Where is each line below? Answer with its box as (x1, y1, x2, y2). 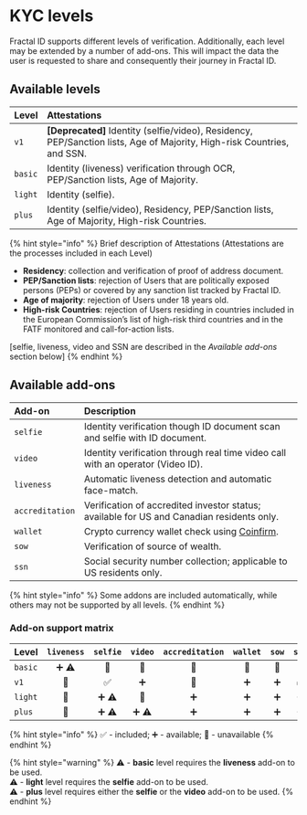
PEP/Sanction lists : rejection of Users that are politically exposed (22, 275, 270, 286)
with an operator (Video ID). (83, 458, 204, 471)
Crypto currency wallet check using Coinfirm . (83, 524, 279, 537)
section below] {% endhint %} (9, 351, 123, 362)
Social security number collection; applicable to (83, 555, 288, 567)
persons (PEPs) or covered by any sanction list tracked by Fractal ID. (22, 284, 281, 295)
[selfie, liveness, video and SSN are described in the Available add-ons (9, 341, 278, 352)
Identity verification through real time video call (83, 446, 286, 459)
